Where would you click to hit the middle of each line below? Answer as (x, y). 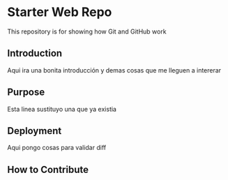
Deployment (35, 131)
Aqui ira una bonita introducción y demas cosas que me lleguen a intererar (114, 70)
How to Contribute (48, 169)
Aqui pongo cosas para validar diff (57, 148)
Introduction (35, 53)
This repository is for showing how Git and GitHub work (87, 31)
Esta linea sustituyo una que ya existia (62, 109)
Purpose (26, 92)
